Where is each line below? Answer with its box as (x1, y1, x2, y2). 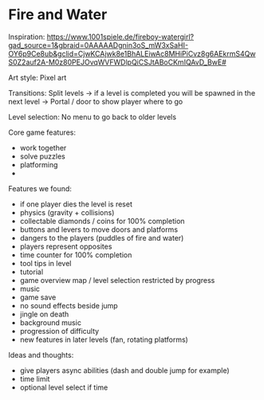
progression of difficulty (19, 326, 100, 335)
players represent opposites (19, 241, 112, 251)
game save (19, 292, 57, 302)
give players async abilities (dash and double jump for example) (19, 365, 230, 375)
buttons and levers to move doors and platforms (19, 225, 178, 234)
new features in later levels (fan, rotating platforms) (19, 335, 189, 344)
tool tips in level (19, 258, 72, 268)
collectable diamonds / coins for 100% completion (19, 216, 185, 225)
